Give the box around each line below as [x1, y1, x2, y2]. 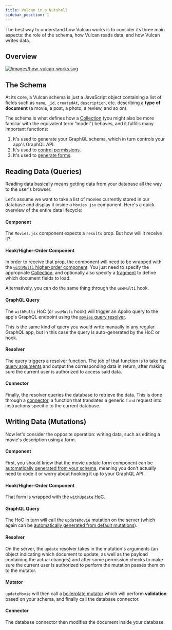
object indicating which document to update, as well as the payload [5, 551, 148, 557]
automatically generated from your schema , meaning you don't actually [5, 465, 157, 471]
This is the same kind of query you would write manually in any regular [5, 324, 155, 330]
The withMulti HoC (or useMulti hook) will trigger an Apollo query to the [5, 308, 158, 314]
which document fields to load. [5, 275, 71, 281]
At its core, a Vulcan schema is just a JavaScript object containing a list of [5, 94, 162, 101]
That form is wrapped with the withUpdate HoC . [5, 494, 105, 500]
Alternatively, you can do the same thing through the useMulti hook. [5, 285, 149, 291]
